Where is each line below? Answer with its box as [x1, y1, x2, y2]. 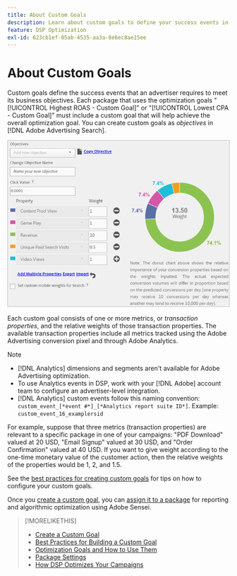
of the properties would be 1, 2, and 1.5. [7, 461, 122, 469]
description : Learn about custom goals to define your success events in [7, 18, 229, 26]
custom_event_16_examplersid [17, 410, 104, 417]
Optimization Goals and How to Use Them [35, 546, 157, 554]
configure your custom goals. [7, 482, 93, 490]
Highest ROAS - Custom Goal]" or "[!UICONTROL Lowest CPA [49, 103, 229, 113]
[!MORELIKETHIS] [24, 517, 77, 525]
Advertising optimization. [17, 371, 90, 380]
